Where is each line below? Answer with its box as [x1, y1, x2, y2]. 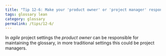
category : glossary [5, 16, 45, 21]
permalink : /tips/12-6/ [5, 21, 54, 26]
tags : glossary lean [5, 12, 48, 17]
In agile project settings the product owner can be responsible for [5, 35, 139, 41]
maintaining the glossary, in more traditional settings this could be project [5, 40, 155, 46]
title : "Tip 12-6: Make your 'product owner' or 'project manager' [5, 7, 147, 12]
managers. [5, 45, 27, 51]
